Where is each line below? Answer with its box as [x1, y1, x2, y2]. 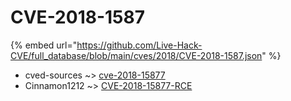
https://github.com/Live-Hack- [76, 39, 203, 51]
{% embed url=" [10, 39, 78, 51]
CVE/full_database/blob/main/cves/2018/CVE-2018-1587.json [10, 49, 263, 61]
